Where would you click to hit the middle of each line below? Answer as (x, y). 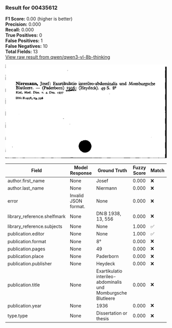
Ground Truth (112, 170)
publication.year (25, 305)
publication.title (24, 285)
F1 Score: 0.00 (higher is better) (39, 19)
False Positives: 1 (24, 41)
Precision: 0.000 (23, 24)
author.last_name (26, 188)
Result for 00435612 (31, 8)
